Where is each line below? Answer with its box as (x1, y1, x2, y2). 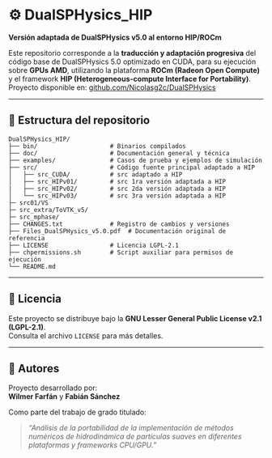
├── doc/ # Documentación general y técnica (8, 149, 230, 157)
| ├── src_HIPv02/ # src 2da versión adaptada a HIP (8, 184, 227, 193)
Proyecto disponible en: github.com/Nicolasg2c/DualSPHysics (8, 83, 216, 92)
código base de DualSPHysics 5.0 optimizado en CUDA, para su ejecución (8, 57, 257, 66)
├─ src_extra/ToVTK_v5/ (8, 206, 89, 214)
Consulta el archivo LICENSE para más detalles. (8, 330, 164, 341)
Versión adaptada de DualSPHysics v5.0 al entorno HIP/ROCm (8, 32, 223, 42)
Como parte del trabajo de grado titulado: (8, 407, 147, 418)
